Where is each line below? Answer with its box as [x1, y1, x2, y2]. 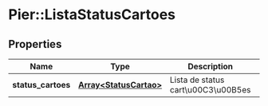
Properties [8, 37, 62, 51]
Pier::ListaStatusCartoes [8, 6, 176, 24]
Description [187, 61, 234, 72]
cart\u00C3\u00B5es [169, 84, 251, 95]
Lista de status [169, 74, 225, 85]
